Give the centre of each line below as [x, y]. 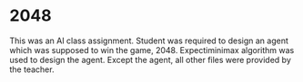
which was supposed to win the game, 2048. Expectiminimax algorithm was [152, 50]
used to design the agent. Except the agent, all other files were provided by [150, 59]
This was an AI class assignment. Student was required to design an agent [149, 41]
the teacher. [32, 69]
